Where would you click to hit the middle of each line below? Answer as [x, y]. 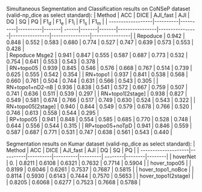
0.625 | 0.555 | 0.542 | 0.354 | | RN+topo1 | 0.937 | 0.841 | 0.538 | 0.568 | [97, 74]
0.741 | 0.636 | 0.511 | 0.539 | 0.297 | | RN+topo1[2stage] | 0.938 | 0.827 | [97, 94]
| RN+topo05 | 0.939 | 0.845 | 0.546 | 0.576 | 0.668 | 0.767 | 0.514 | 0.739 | [99, 68]
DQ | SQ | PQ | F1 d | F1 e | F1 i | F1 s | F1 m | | [57, 22]
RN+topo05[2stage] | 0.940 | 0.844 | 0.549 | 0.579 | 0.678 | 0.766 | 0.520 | [99, 106]
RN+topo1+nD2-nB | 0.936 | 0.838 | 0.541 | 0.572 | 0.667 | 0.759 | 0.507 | [97, 87]
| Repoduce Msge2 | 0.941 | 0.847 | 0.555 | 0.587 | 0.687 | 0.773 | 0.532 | [97, 55]
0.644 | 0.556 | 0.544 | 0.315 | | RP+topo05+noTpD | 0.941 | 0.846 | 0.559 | [99, 126]
